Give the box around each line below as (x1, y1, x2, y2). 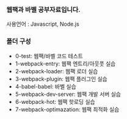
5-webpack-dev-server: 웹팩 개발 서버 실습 (15, 90, 121, 98)
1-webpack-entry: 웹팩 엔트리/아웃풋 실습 (15, 60, 116, 67)
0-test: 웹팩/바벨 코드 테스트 (15, 52, 84, 59)
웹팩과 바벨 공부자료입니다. (6, 5, 81, 13)
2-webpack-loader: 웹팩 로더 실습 (15, 67, 98, 74)
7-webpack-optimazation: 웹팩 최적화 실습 (15, 106, 120, 113)
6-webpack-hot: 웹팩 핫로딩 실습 (15, 98, 96, 105)
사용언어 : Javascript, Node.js (6, 20, 79, 28)
